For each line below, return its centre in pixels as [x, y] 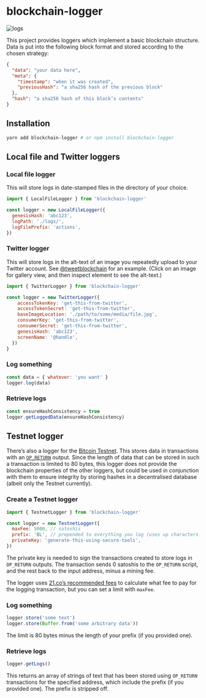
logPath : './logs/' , [38, 221]
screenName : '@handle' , [48, 337]
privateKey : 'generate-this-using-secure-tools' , [76, 541]
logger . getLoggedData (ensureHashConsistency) [65, 417]
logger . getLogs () [29, 664]
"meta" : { [24, 76]
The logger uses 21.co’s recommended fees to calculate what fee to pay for [102, 583]
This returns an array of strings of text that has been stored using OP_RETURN [102, 676]
